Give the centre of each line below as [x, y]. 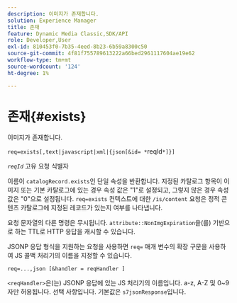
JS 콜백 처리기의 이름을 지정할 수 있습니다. [73, 256]
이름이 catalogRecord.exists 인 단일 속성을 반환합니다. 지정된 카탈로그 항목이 [115, 181]
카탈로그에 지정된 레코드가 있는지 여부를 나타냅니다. [92, 208]
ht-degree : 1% [28, 73]
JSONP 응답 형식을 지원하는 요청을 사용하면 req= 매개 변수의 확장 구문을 [108, 247]
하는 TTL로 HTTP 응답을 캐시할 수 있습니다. [75, 231]
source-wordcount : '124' [44, 67]
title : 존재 [24, 27]
